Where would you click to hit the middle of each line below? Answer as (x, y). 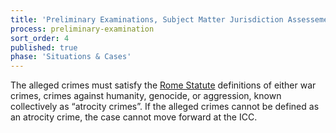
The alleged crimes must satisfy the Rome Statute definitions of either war (163, 85)
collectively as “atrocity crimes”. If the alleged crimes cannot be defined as (165, 107)
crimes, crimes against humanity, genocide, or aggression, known (146, 96)
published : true (44, 47)
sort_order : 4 (40, 38)
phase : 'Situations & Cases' (71, 57)
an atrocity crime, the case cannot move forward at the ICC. (134, 117)
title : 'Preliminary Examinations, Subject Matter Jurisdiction (147, 19)
